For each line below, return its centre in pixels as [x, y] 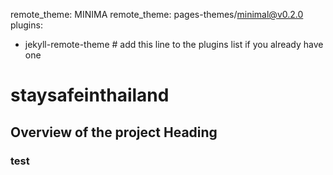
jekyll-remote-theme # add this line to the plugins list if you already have [174, 44]
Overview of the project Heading [114, 132]
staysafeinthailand [90, 95]
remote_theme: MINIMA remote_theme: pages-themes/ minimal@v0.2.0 [157, 14]
